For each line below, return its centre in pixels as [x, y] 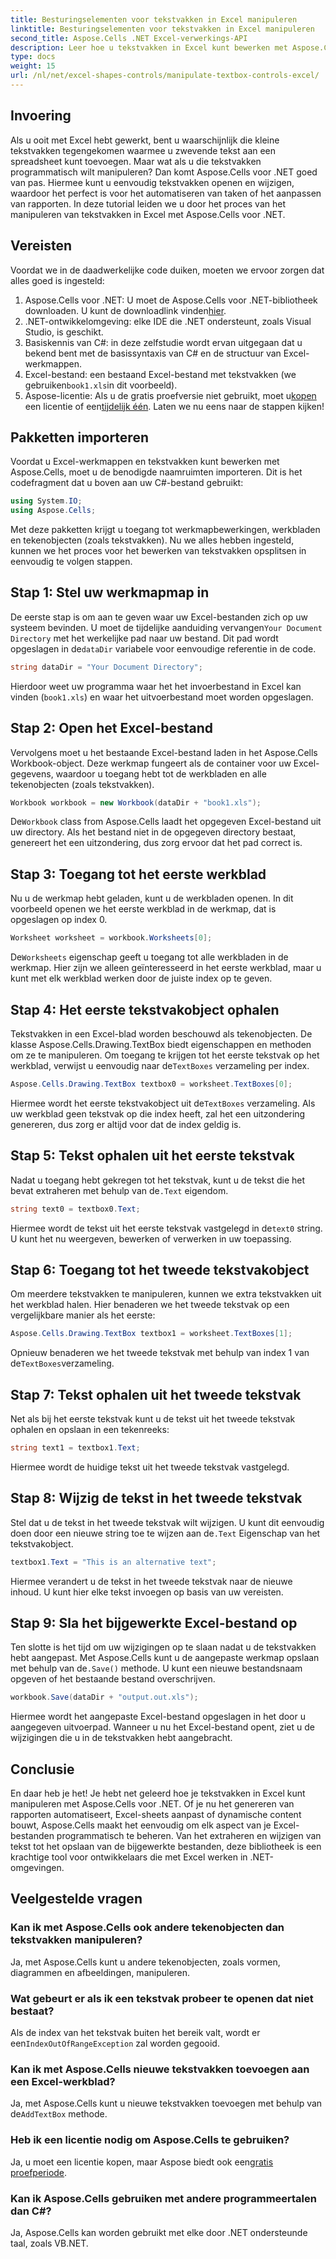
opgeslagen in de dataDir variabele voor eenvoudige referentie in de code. [163, 648]
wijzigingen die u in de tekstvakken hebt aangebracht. [121, 1738]
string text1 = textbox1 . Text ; [75, 1448]
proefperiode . [39, 2172]
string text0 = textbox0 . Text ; [75, 1209]
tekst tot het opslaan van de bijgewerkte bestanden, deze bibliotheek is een [166, 1847]
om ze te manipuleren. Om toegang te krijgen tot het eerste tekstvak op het [165, 1055]
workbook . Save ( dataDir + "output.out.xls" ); [104, 1697]
